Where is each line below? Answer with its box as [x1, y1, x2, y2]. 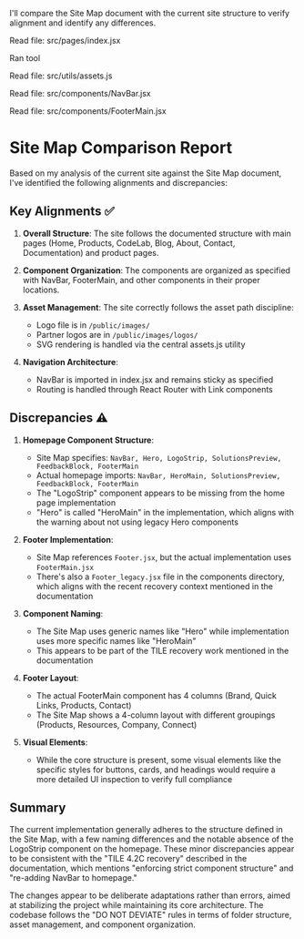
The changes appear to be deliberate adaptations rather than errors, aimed [9, 890, 291, 901]
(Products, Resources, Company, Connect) [35, 719, 198, 730]
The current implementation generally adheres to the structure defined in [9, 824, 284, 835]
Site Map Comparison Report [9, 138, 233, 158]
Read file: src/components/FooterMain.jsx [9, 106, 167, 117]
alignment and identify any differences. [9, 17, 157, 28]
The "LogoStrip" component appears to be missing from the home [35, 487, 285, 498]
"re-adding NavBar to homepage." [9, 873, 138, 883]
